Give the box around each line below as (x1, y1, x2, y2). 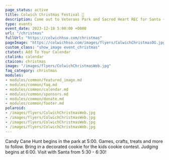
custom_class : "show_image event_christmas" (5, 45, 100, 50)
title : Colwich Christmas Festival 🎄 (5, 12, 84, 17)
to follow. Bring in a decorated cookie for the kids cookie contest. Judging (5, 143, 158, 149)
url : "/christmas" (5, 31, 44, 36)
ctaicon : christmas (5, 59, 46, 64)
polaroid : (5, 106, 26, 111)
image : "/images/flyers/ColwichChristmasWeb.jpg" (5, 63, 112, 68)
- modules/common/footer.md (5, 101, 64, 106)
